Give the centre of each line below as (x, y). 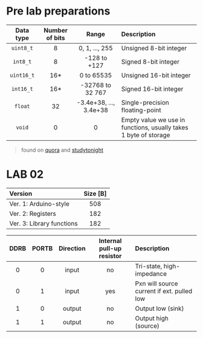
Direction (72, 248)
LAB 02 (25, 174)
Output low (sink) (159, 308)
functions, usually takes (155, 127)
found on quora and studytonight (62, 150)
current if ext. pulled (164, 291)
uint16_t (22, 75)
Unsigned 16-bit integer (156, 75)
